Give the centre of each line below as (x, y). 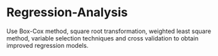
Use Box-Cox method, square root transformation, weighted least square (109, 31)
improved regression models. (47, 45)
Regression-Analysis (67, 12)
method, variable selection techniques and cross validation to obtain (103, 38)
